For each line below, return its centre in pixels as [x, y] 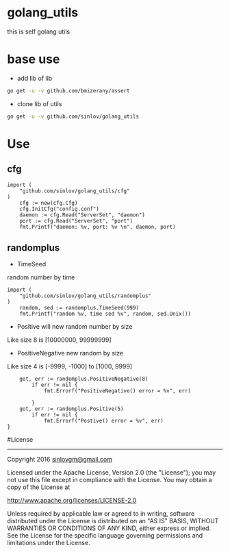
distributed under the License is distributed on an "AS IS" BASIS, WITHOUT [113, 521]
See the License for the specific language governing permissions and [105, 536]
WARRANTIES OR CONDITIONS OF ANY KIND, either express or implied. [109, 528]
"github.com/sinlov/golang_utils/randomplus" [86, 296]
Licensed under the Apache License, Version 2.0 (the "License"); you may [112, 473]
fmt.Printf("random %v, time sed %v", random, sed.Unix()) [105, 314]
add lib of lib [35, 78]
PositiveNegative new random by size [70, 353]
